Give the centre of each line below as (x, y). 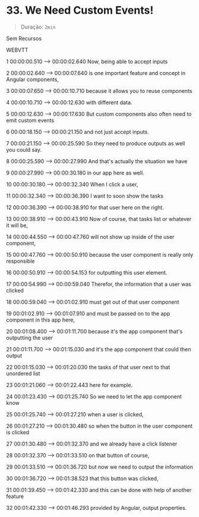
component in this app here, (41, 320)
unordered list (23, 373)
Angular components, (33, 79)
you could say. (24, 150)
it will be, (17, 225)
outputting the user (30, 338)
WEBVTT (17, 50)
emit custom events (30, 120)
